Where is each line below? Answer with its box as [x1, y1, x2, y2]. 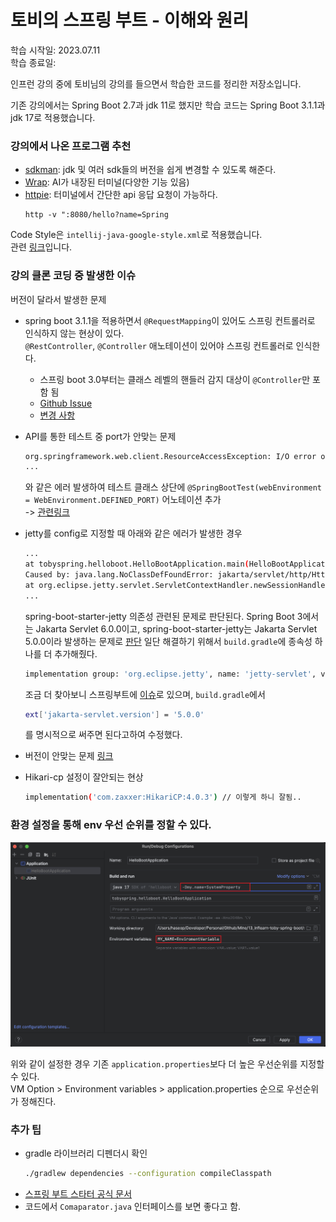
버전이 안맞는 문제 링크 [24, 750, 114, 762]
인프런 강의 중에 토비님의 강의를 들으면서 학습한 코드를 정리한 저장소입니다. [10, 77, 302, 90]
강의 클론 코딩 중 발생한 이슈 [10, 269, 136, 283]
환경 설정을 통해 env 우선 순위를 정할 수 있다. [10, 818, 212, 832]
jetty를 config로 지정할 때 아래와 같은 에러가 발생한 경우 [24, 527, 243, 540]
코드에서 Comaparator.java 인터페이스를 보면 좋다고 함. [24, 1201, 242, 1213]
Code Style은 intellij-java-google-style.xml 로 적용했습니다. [10, 229, 263, 241]
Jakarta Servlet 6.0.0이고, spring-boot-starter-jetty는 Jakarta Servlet [35, 622, 318, 635]
